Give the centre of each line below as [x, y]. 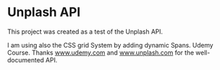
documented [26, 59]
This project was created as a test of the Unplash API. [85, 31]
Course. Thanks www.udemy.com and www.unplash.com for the [101, 52]
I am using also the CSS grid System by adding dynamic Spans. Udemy [110, 45]
